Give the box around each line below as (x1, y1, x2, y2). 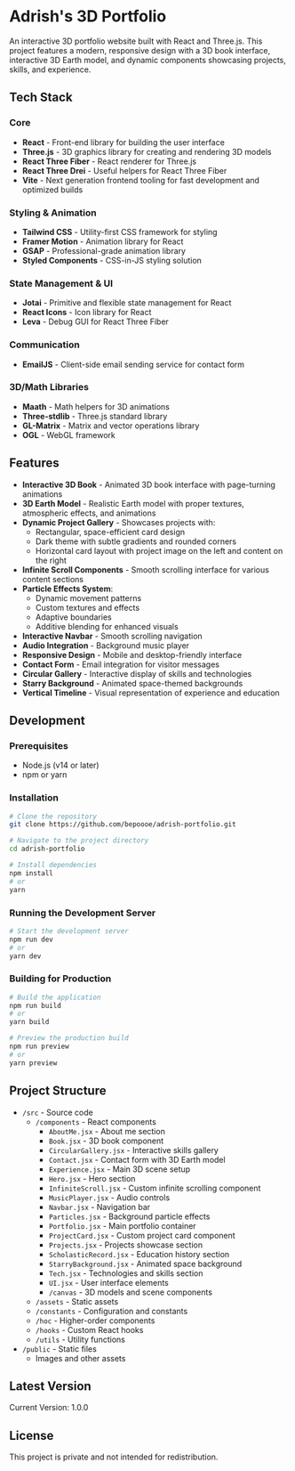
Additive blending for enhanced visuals (35, 621, 179, 631)
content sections (21, 573, 84, 584)
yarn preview (9, 1058, 58, 1068)
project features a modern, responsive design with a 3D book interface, (9, 45, 271, 55)
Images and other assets (35, 1353, 126, 1363)
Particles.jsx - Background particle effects (48, 1211, 211, 1222)
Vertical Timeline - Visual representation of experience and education (21, 687, 280, 698)
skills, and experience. (9, 64, 92, 75)
